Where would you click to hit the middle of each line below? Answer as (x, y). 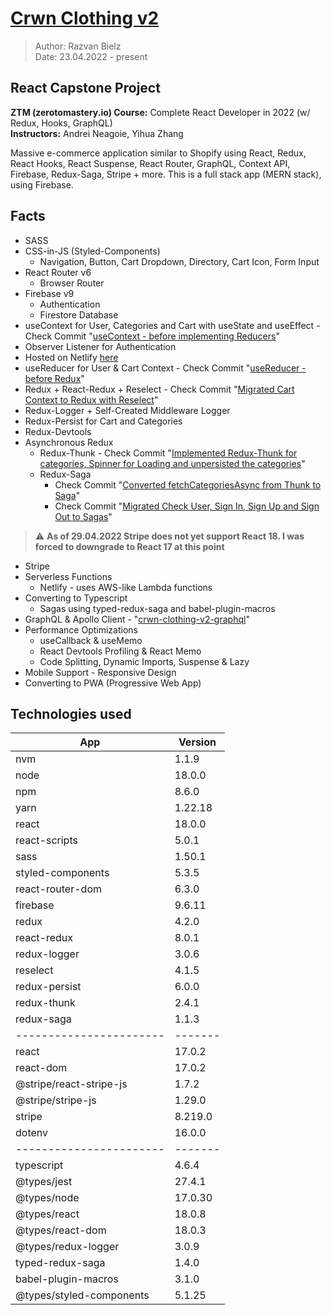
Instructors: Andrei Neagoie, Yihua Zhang (97, 133)
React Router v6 (58, 272)
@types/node (47, 1198)
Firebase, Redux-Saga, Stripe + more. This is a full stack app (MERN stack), (166, 174)
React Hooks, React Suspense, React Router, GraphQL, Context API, (150, 163)
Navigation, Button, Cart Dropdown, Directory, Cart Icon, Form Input (179, 261)
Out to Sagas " (83, 516)
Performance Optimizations (81, 629)
